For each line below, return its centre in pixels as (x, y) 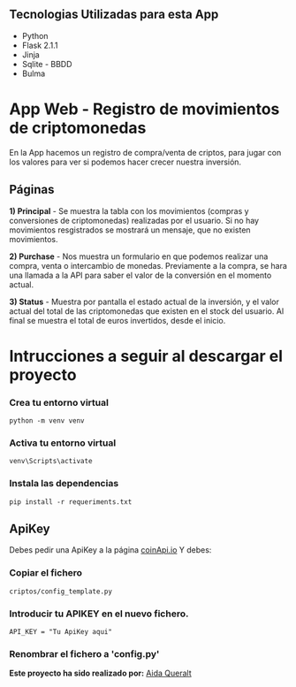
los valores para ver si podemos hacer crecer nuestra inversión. (125, 162)
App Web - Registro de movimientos (144, 109)
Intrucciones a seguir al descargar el (146, 356)
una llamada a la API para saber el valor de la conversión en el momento (140, 275)
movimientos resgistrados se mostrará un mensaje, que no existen (130, 230)
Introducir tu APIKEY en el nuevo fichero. (99, 614)
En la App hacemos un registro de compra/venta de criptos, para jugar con (145, 152)
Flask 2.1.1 (40, 45)
